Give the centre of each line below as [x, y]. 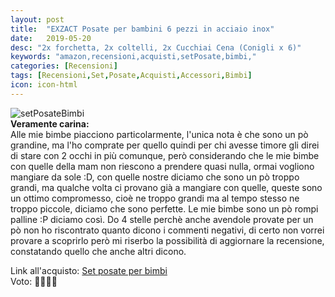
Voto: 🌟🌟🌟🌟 [34, 281]
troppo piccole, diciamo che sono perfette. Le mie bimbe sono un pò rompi [164, 208]
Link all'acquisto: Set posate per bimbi [89, 270]
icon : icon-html [44, 85]
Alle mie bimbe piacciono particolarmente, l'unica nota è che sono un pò [159, 134]
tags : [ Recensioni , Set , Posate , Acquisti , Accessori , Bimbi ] [131, 76]
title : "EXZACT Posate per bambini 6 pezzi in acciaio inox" [142, 29]
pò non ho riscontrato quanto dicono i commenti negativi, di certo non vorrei [167, 230]
